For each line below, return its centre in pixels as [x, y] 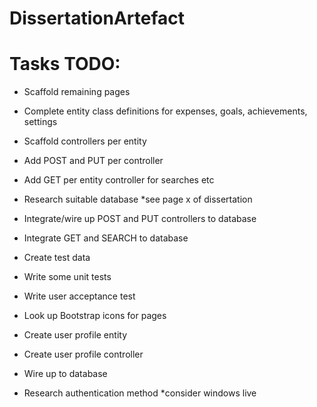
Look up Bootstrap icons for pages [95, 316]
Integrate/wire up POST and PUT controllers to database [140, 219]
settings [40, 122]
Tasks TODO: [65, 64]
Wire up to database [65, 374]
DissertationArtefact [97, 18]
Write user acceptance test [79, 296]
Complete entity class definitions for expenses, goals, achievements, [165, 111]
